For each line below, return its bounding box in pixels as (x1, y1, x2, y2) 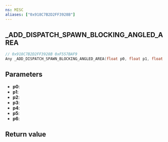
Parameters (5, 70, 43, 79)
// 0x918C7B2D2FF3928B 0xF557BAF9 (5, 52, 78, 57)
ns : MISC (5, 7, 24, 13)
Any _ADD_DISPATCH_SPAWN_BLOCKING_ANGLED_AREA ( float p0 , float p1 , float (5, 56, 163, 62)
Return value (5, 130, 46, 138)
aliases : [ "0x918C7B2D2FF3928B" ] (5, 12, 75, 17)
